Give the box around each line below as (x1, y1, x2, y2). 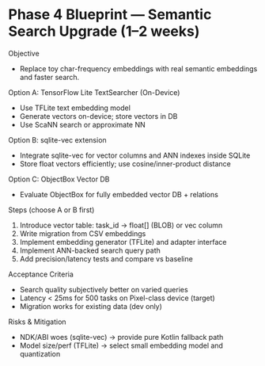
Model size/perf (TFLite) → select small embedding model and (19, 341, 224, 350)
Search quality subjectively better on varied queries (19, 284, 188, 294)
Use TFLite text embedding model (19, 103, 131, 112)
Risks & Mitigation (8, 317, 66, 326)
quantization (19, 349, 61, 358)
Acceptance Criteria (8, 269, 74, 279)
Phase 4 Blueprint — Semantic (8, 6, 212, 24)
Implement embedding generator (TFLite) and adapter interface (19, 237, 227, 246)
